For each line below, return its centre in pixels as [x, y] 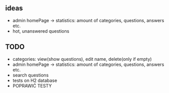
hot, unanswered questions [41, 31]
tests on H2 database [35, 80]
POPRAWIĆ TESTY [32, 85]
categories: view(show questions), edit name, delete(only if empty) [82, 59]
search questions [31, 75]
